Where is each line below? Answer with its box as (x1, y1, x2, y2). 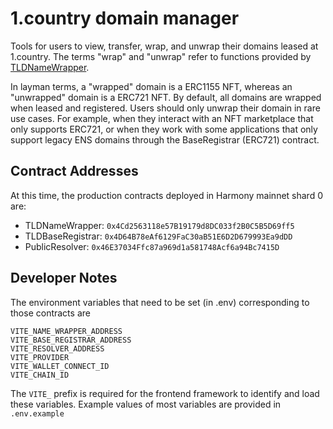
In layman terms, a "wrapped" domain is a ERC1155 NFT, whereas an (10, 80, 293, 92)
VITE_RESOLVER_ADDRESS (10, 343, 105, 354)
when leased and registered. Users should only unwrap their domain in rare (10, 102, 321, 114)
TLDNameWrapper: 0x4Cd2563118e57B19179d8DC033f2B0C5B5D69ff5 (24, 219, 295, 231)
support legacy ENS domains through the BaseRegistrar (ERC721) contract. (10, 133, 320, 146)
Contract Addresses (10, 163, 139, 180)
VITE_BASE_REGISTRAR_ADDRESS (10, 335, 132, 345)
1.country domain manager (10, 7, 240, 30)
